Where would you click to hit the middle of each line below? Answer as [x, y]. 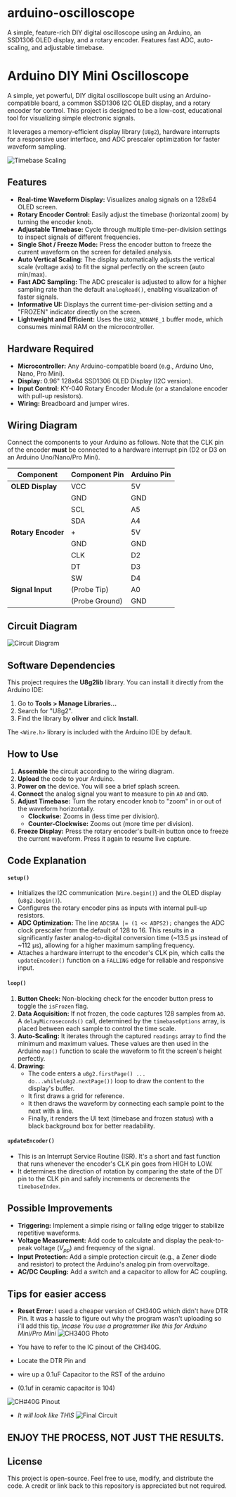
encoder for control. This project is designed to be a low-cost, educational [115, 110]
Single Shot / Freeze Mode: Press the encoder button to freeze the [114, 244]
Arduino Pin [151, 475]
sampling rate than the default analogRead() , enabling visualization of [117, 289]
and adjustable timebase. [68, 47]
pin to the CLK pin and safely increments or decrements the [104, 1178]
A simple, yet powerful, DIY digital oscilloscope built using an [96, 95]
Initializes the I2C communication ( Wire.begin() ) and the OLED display [119, 893]
